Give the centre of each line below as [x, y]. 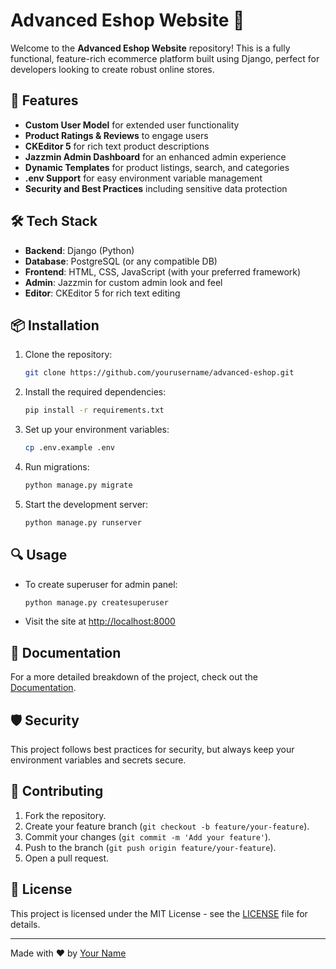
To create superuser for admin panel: [101, 584]
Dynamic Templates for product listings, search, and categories [157, 167]
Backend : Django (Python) [79, 250]
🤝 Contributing [57, 791]
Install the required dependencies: [95, 392]
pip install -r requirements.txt [94, 410]
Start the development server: [86, 504]
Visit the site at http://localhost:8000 [100, 621]
